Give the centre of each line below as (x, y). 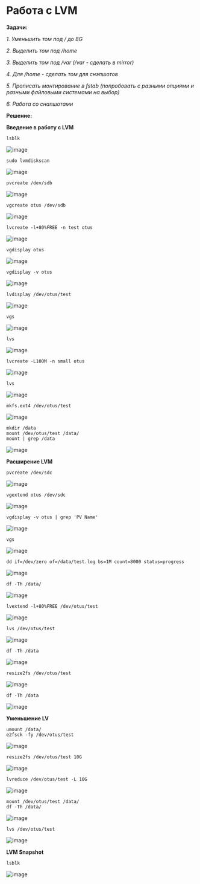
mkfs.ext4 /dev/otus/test (39, 405)
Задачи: (17, 27)
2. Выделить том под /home (42, 50)
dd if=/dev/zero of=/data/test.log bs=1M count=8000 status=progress (95, 562)
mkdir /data (21, 428)
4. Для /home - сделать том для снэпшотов (62, 74)
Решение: (19, 115)
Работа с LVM (42, 11)
